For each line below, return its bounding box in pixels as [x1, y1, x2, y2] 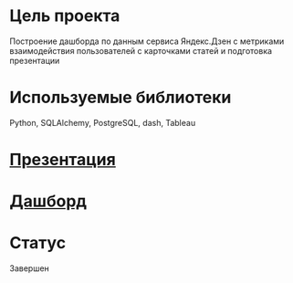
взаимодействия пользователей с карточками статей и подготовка [9, 45, 272, 56]
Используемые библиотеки [9, 88, 232, 108]
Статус [9, 233, 67, 254]
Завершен [9, 263, 50, 274]
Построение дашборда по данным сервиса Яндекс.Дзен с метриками [9, 36, 285, 47]
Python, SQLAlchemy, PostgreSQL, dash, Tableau [9, 117, 196, 128]
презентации [9, 55, 60, 66]
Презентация [9, 150, 116, 170]
